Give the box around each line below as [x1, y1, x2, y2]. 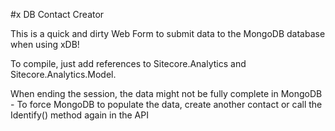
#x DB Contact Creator [10, 9, 105, 20]
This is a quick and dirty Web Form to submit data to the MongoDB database [10, 28, 326, 39]
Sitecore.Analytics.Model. [10, 69, 117, 80]
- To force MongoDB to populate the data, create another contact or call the [10, 99, 323, 110]
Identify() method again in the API [10, 109, 149, 121]
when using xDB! [10, 39, 80, 50]
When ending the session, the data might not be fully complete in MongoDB [10, 88, 323, 99]
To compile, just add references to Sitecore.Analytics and [10, 58, 247, 69]
